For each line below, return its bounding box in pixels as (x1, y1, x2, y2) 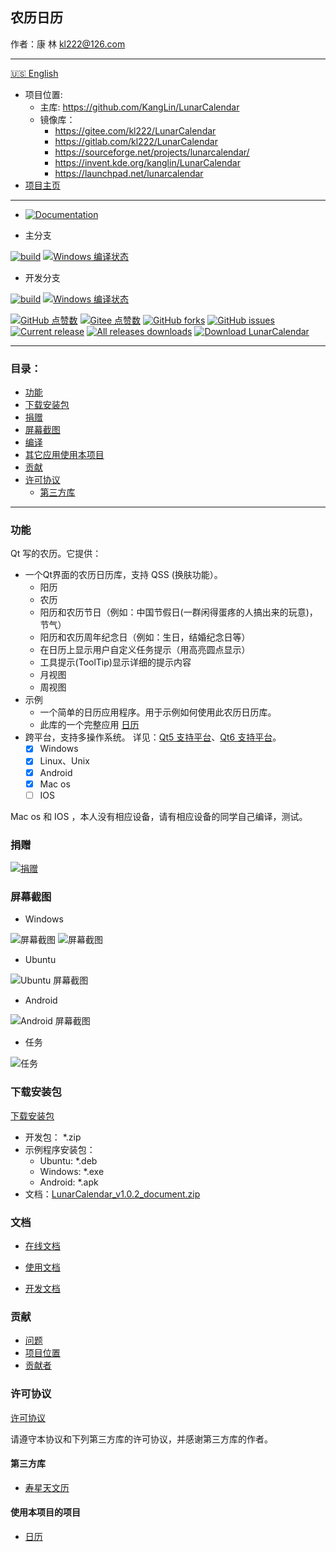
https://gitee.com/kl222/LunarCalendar (54, 124, 217, 137)
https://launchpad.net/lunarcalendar (54, 167, 204, 179)
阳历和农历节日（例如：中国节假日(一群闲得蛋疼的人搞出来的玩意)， (39, 606, 318, 618)
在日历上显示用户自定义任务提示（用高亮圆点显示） (39, 644, 251, 656)
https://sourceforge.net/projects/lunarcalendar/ (54, 146, 250, 158)
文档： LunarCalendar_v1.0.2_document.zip (24, 1188, 201, 1200)
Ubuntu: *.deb (39, 1154, 98, 1167)
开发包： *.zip (24, 1131, 82, 1143)
